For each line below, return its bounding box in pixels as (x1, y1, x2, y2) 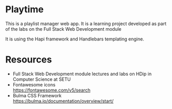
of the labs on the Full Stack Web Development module (5, 26, 122, 32)
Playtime (5, 4, 44, 15)
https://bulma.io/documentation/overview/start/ (12, 98, 114, 104)
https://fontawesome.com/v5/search (12, 87, 91, 93)
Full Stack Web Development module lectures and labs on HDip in (12, 71, 152, 77)
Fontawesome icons (12, 81, 55, 88)
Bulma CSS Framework (12, 92, 62, 98)
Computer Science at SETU (12, 76, 71, 82)
